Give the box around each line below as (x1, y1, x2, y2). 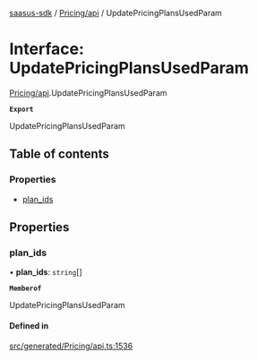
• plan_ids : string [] (9, 267, 82, 278)
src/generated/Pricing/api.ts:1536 (9, 340, 133, 351)
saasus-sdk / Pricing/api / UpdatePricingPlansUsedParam (9, 8, 222, 18)
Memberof (9, 284, 42, 294)
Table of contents (9, 147, 109, 162)
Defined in (9, 320, 49, 330)
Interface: (9, 39, 85, 59)
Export (9, 105, 34, 114)
